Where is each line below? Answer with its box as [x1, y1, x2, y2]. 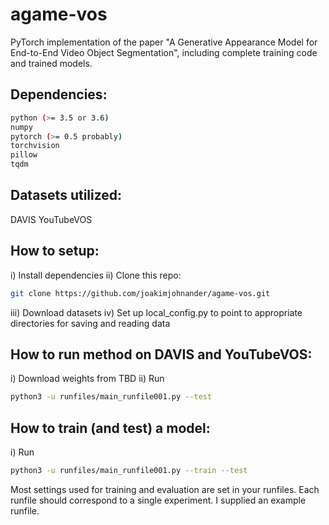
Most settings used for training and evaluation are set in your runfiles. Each [10, 483, 320, 495]
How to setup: [10, 243, 100, 260]
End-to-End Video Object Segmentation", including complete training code [10, 46, 318, 58]
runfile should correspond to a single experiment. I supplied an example [10, 494, 307, 506]
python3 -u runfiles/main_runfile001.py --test [10, 392, 213, 402]
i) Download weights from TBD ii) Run [10, 373, 165, 385]
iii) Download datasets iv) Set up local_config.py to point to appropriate [10, 306, 303, 318]
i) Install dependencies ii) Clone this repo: [10, 269, 182, 281]
